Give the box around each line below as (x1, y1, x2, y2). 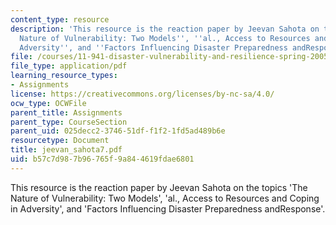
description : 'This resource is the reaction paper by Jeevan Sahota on (10, 24, 320, 34)
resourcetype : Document (10, 136, 110, 146)
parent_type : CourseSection (10, 117, 128, 127)
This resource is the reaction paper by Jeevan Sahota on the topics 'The (10, 181, 308, 193)
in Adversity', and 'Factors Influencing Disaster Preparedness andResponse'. (10, 202, 326, 215)
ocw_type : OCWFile (10, 98, 87, 108)
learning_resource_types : (10, 71, 118, 81)
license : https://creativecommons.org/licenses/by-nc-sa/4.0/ (10, 89, 275, 99)
